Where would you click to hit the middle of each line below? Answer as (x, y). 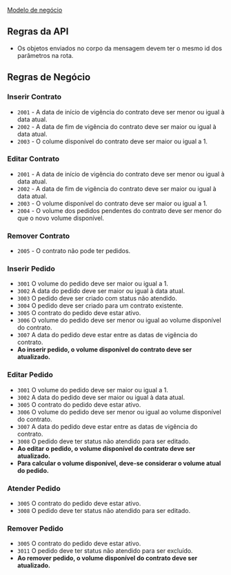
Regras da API (38, 31)
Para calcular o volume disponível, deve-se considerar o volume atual (119, 463)
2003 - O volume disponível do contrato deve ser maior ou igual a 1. (112, 203)
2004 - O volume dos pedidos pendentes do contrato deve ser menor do (119, 210)
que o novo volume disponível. (61, 218)
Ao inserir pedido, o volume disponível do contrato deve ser (104, 350)
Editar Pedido (30, 375)
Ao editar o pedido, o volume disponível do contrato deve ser (106, 448)
